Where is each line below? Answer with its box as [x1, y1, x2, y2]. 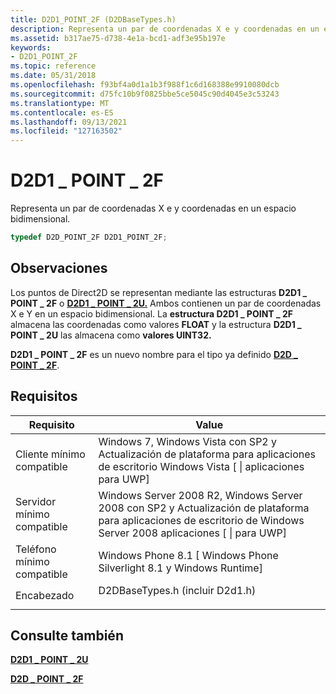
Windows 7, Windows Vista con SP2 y [98, 434, 278, 448]
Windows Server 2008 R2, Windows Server [98, 488, 303, 502]
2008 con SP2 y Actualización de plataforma [98, 501, 310, 515]
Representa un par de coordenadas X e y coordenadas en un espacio [10, 202, 297, 215]
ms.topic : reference [10, 61, 97, 71]
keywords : [10, 42, 52, 53]
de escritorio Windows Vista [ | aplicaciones [98, 459, 305, 473]
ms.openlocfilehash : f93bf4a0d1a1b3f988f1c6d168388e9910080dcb [10, 80, 280, 90]
